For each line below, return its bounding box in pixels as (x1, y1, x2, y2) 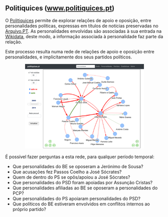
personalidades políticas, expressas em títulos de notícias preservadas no (5, 23, 158, 29)
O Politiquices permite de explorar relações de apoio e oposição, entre (5, 17, 152, 23)
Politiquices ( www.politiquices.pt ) (5, 4, 115, 13)
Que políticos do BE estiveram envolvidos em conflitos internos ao (12, 201, 150, 207)
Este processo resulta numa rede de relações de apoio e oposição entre (5, 48, 155, 54)
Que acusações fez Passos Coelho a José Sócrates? (12, 169, 122, 175)
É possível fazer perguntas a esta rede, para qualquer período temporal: (5, 154, 154, 160)
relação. (5, 39, 22, 45)
